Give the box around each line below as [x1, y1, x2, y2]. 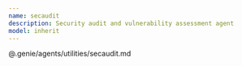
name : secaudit [8, 11, 60, 20]
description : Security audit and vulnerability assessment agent [8, 19, 234, 27]
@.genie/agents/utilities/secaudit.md [8, 49, 132, 59]
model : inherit [8, 27, 60, 35]
